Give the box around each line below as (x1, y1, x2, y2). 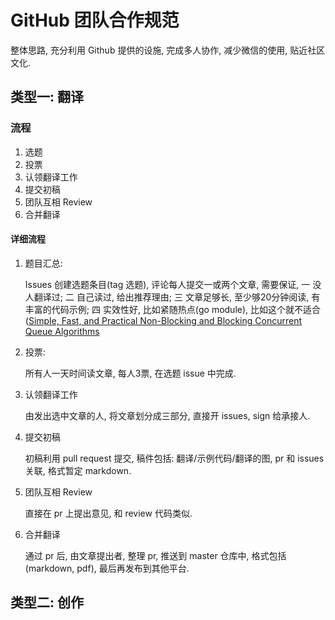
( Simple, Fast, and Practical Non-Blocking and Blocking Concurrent (24, 314, 303, 326)
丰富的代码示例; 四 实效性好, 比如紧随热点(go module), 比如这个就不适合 (24, 303, 322, 315)
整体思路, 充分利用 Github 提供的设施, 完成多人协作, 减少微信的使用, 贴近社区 (10, 44, 326, 56)
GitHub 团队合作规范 (10, 9, 180, 32)
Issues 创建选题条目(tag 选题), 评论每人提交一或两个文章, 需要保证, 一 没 (24, 278, 322, 290)
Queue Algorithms (24, 325, 100, 337)
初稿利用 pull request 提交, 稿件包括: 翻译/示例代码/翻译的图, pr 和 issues (24, 452, 325, 464)
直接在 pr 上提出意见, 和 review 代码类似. (24, 507, 193, 519)
